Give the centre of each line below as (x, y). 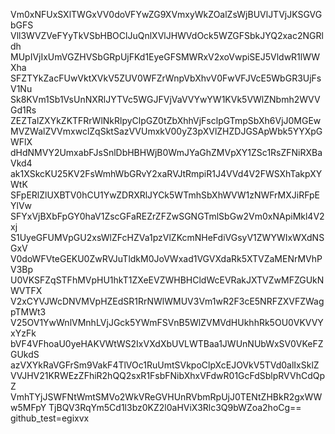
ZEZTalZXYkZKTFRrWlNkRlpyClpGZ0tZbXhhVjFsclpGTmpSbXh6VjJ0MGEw (166, 120)
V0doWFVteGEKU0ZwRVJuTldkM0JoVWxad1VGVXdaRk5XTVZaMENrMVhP (166, 258)
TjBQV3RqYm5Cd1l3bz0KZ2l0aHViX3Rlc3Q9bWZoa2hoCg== (175, 407)
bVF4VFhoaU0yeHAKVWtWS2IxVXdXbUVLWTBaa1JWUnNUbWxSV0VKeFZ (167, 343)
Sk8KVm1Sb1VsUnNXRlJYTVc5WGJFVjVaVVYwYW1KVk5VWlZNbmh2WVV (165, 99)
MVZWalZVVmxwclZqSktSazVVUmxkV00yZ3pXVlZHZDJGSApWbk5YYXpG (166, 131)
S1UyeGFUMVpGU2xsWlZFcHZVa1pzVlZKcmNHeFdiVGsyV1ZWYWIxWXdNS (167, 237)
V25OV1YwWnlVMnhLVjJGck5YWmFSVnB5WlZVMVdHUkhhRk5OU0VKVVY (167, 322)
